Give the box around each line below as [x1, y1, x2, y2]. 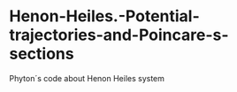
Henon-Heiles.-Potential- [9, 6, 201, 27]
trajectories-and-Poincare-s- [9, 25, 229, 45]
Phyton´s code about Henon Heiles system [9, 73, 165, 83]
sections [9, 44, 74, 64]
